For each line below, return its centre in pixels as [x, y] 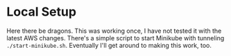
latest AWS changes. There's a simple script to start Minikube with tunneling [115, 38]
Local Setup [42, 12]
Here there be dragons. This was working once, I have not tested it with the [114, 31]
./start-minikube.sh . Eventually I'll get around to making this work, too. [109, 45]
